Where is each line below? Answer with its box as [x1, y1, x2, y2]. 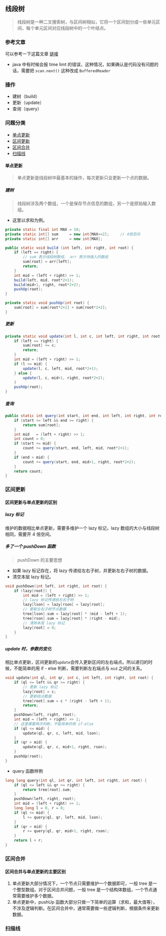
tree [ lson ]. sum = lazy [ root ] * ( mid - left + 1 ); [23, 611, 127, 617]
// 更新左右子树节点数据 [23, 607, 67, 612]
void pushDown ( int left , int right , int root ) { [5, 583, 107, 588]
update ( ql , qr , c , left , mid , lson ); [23, 730, 100, 736]
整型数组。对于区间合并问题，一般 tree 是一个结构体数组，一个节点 [16, 887, 153, 893]
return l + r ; [14, 838, 43, 843]
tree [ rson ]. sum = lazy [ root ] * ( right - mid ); [23, 616, 121, 621]
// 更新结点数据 [23, 694, 52, 699]
